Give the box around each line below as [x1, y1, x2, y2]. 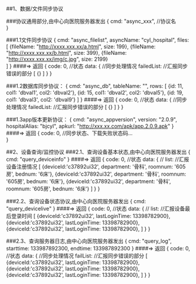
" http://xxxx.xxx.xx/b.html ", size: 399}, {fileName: [6, 49, 127, 56]
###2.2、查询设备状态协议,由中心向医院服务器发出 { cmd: [6, 198, 146, 204]
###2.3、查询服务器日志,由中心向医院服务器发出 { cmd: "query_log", [6, 237, 172, 245]
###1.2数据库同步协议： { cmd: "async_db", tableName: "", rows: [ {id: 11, [6, 82, 184, 90]
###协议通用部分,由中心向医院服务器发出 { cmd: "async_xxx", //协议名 [6, 18, 176, 25]
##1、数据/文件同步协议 [6, 5, 64, 12]
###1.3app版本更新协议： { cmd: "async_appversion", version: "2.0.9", [6, 116, 177, 123]
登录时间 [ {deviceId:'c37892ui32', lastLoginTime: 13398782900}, [11, 213, 171, 219]
